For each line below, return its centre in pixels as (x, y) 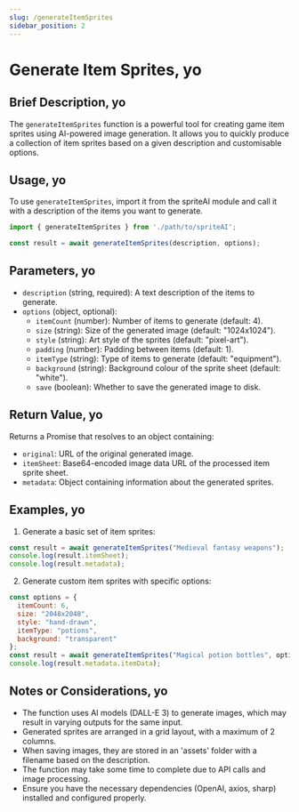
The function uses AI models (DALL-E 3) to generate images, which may (154, 712)
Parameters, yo (53, 271)
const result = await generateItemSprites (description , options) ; (135, 244)
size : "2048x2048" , (53, 614)
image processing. (56, 778)
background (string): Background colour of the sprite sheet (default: (158, 368)
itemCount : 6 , (43, 606)
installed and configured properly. (84, 798)
